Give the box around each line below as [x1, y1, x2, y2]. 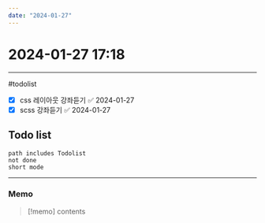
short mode [8, 163, 44, 171]
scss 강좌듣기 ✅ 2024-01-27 [19, 105, 111, 114]
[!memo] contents [27, 206, 86, 216]
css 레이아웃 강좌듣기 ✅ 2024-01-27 [19, 95, 135, 105]
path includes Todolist [8, 149, 87, 158]
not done [8, 156, 37, 164]
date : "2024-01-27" [8, 11, 73, 20]
